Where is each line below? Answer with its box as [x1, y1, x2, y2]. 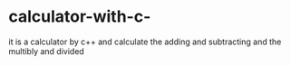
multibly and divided [8, 45, 85, 56]
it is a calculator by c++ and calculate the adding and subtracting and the [8, 36, 282, 47]
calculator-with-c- [8, 6, 151, 27]
